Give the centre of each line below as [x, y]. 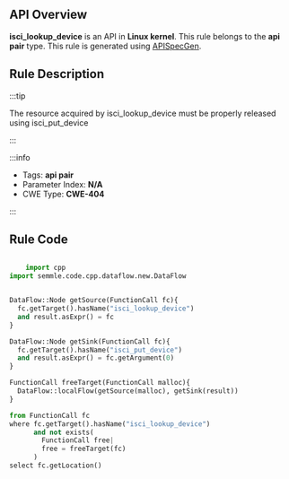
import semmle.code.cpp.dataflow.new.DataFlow [98, 276]
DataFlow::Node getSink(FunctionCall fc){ [90, 341]
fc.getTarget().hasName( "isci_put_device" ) [100, 350]
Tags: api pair [48, 175]
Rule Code [39, 240]
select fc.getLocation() [56, 466]
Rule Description [57, 74]
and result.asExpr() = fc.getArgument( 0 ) [96, 358]
